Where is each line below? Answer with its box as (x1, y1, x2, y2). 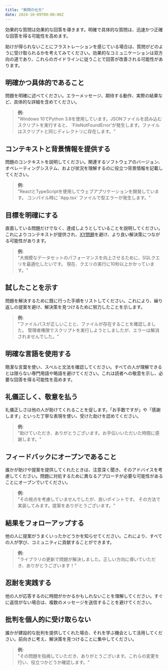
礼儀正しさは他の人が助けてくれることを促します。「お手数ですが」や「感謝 (5, 407, 161, 413)
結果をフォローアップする (5, 519, 84, 527)
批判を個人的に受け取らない (5, 615, 91, 624)
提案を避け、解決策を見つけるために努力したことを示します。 (18, 304, 145, 310)
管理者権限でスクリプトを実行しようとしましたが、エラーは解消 (27, 327, 159, 333)
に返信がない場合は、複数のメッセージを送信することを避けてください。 (5, 599, 154, 605)
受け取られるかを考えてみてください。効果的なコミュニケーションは (14, 50, 154, 56)
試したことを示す (5, 283, 58, 292)
